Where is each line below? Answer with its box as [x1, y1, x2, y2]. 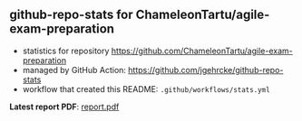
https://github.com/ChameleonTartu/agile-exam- [111, 45, 293, 56]
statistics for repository [22, 45, 110, 56]
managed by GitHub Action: [22, 64, 127, 75]
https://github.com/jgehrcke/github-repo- [128, 64, 284, 75]
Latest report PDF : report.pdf [9, 101, 120, 112]
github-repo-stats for [9, 7, 133, 23]
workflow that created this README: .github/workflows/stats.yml [22, 83, 270, 94]
